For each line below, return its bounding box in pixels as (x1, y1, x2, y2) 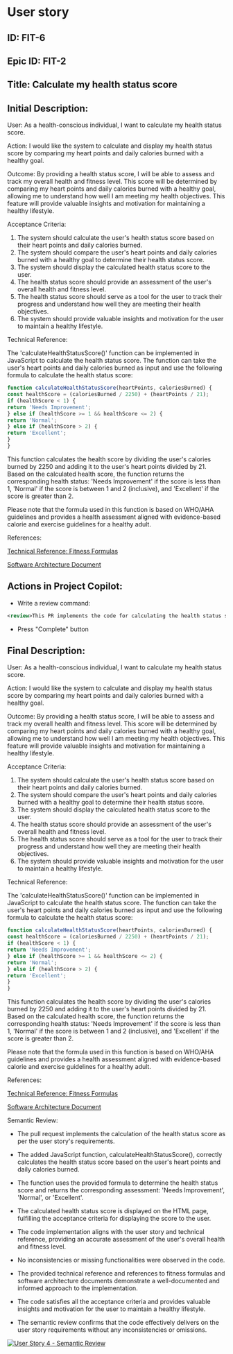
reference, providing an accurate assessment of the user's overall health (17, 1235, 225, 1244)
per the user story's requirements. (17, 1137, 116, 1145)
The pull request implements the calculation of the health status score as (17, 1130, 226, 1138)
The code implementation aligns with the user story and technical (17, 1228, 205, 1236)
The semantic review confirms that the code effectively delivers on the (17, 1319, 220, 1327)
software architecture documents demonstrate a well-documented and (17, 1277, 220, 1285)
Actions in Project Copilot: (7, 581, 123, 592)
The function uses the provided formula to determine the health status (17, 1179, 218, 1187)
